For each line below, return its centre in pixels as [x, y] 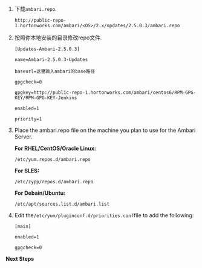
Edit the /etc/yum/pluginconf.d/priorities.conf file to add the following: [104, 215]
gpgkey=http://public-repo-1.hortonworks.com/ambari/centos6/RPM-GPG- [105, 93]
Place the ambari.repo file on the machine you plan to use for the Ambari [105, 130]
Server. [23, 137]
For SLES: [27, 171]
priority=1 [28, 119]
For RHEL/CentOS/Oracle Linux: [55, 148]
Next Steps [20, 259]
